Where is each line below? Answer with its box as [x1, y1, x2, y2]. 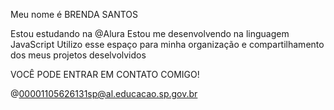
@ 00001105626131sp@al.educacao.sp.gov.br [10, 88, 198, 99]
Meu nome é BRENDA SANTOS [10, 9, 139, 20]
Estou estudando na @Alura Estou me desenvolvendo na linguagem [10, 28, 290, 39]
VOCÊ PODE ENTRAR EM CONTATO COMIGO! [10, 69, 200, 80]
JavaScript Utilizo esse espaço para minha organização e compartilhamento [10, 39, 325, 50]
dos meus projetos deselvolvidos [10, 49, 147, 61]
